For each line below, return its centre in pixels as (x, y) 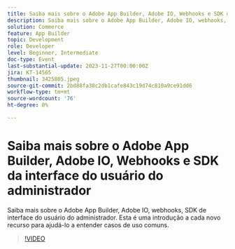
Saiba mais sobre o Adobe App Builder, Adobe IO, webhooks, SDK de (107, 210)
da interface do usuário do (85, 176)
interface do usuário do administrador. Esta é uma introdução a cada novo (114, 217)
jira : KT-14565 (29, 72)
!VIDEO (35, 238)
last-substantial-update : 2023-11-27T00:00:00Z (78, 66)
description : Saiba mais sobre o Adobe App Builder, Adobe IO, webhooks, (117, 20)
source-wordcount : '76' (42, 99)
